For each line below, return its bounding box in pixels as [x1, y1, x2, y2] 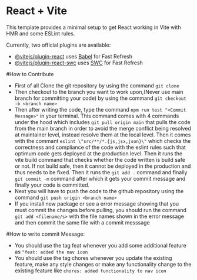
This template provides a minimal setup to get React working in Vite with [6, 24, 181, 31]
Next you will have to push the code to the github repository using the [14, 187, 184, 194]
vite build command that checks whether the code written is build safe [14, 156, 185, 163]
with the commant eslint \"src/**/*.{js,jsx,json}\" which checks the [14, 137, 191, 144]
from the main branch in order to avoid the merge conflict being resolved [14, 125, 191, 132]
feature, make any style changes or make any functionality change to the [14, 261, 192, 268]
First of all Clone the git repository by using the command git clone [14, 82, 179, 89]
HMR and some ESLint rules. [6, 30, 75, 37]
